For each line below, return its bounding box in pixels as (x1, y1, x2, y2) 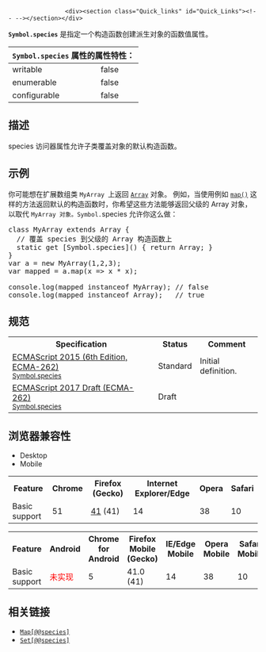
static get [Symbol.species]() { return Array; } (16, 243, 214, 251)
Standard (158, 361, 192, 372)
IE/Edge (165, 539, 196, 550)
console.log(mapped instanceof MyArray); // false (8, 282, 209, 291)
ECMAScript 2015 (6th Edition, (12, 351, 128, 362)
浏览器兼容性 (8, 429, 71, 443)
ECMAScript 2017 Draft (12, 382, 101, 393)
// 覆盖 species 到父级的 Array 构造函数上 (16, 234, 173, 244)
